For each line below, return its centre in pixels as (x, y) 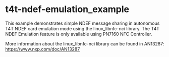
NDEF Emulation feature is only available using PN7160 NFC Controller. (79, 34)
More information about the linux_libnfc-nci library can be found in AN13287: (85, 43)
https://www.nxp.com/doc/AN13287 (43, 49)
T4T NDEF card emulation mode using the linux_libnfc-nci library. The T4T (82, 28)
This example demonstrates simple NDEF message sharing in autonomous (82, 23)
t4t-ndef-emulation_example (67, 9)
